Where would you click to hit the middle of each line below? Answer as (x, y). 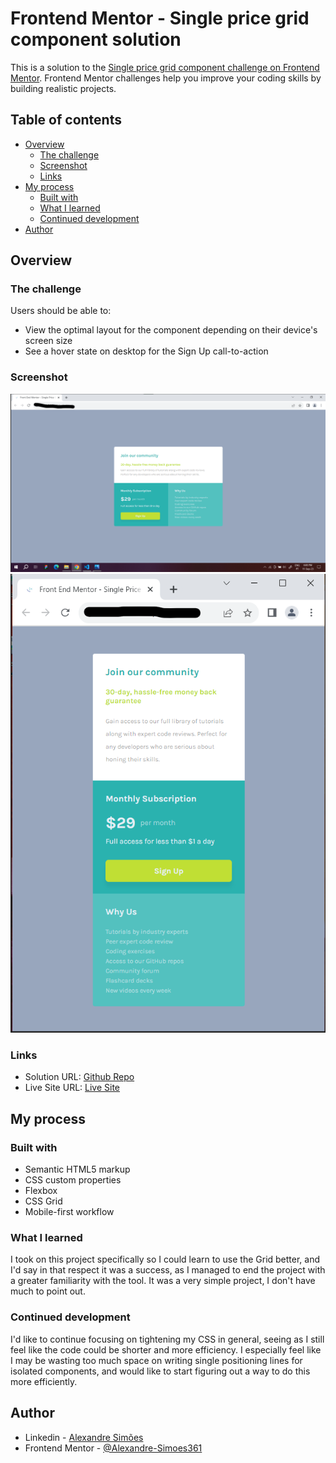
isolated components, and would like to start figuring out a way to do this (160, 1371)
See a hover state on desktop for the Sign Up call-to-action (146, 351)
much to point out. (48, 1291)
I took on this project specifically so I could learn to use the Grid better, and (165, 1259)
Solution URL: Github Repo (79, 1077)
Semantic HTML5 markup (77, 1169)
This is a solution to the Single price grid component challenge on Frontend (165, 67)
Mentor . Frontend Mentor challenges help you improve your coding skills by (166, 78)
